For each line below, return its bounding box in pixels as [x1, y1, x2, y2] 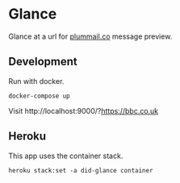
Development [8, 55, 78, 69]
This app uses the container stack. [8, 151, 123, 160]
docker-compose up [8, 92, 70, 100]
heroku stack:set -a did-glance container [8, 166, 153, 174]
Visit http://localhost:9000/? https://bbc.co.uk [8, 106, 159, 115]
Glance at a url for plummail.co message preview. [8, 31, 173, 41]
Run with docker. [8, 76, 65, 85]
